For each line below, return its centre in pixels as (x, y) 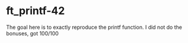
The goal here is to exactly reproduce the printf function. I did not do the (94, 27)
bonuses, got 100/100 (33, 33)
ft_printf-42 (35, 11)
